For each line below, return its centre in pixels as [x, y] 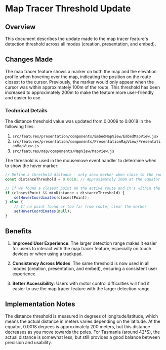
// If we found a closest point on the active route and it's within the [83, 188]
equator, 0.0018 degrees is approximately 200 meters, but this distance [78, 326]
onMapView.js [26, 146]
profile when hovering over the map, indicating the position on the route [78, 77]
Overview [21, 27]
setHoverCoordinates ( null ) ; [43, 211]
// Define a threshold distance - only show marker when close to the [79, 175]
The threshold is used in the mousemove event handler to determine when [81, 161]
